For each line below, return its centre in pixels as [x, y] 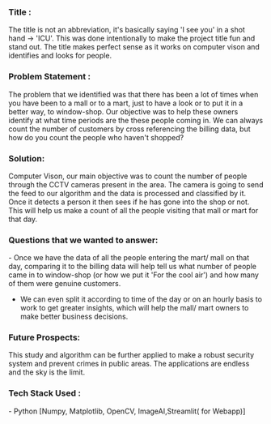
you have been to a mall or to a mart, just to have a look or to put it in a [126, 103]
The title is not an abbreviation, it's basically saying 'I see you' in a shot [127, 30]
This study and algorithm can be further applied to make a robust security [131, 355]
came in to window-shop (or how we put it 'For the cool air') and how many [133, 275]
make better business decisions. [74, 317]
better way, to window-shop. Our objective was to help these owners [123, 111]
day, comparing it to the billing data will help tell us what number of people [133, 267]
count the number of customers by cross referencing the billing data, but [129, 129]
